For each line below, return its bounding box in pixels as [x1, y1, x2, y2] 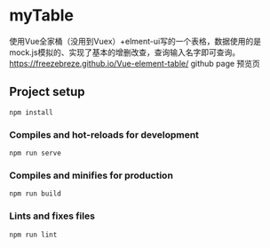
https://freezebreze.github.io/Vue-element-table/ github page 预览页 [9, 58, 260, 68]
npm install [9, 108, 53, 116]
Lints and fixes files [9, 210, 96, 222]
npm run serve [9, 148, 62, 158]
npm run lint [9, 230, 58, 239]
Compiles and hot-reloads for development [9, 128, 200, 140]
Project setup [9, 84, 86, 100]
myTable [9, 5, 74, 26]
